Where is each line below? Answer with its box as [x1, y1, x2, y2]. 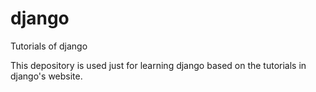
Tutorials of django [10, 40, 88, 52]
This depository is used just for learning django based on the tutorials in [10, 59, 307, 71]
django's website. [10, 70, 83, 82]
